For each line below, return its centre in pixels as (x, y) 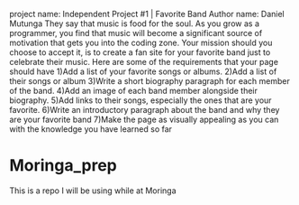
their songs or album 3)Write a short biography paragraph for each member (149, 81)
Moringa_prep (63, 166)
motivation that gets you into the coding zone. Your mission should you (141, 42)
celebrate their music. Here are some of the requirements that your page (144, 62)
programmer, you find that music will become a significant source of (136, 33)
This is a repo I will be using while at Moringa (93, 191)
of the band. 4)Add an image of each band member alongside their (134, 91)
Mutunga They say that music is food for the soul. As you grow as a (134, 23)
